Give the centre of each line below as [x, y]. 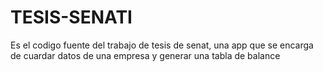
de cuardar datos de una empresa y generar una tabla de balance [145, 55]
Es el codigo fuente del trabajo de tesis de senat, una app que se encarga [162, 45]
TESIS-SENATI [71, 17]
